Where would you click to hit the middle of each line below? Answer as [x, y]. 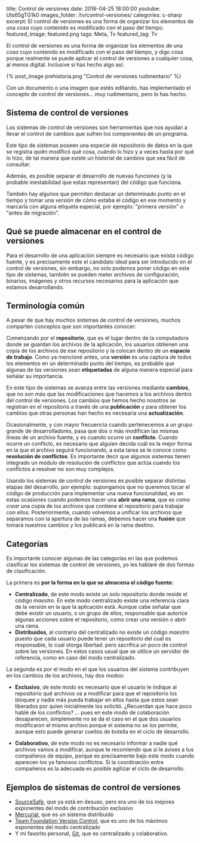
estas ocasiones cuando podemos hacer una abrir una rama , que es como [98, 500]
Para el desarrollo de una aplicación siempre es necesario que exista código [100, 255]
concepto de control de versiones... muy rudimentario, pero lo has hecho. [97, 94]
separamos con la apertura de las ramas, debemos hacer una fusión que [96, 519]
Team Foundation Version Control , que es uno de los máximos [91, 821]
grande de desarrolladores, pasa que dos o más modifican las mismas [93, 431]
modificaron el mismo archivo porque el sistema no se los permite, [97, 725]
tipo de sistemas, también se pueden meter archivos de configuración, [93, 274]
